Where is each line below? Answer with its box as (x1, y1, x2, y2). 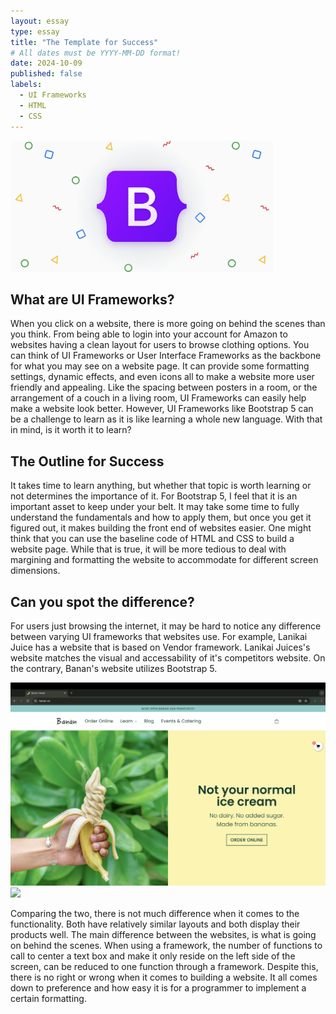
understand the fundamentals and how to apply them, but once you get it (10, 511, 312, 524)
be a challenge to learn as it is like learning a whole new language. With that (10, 413, 323, 425)
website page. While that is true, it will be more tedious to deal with (10, 543, 287, 555)
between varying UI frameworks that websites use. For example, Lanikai (10, 630, 308, 642)
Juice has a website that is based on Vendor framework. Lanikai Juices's (10, 641, 311, 653)
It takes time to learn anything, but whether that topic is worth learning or (10, 480, 312, 492)
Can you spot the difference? (10, 593, 195, 610)
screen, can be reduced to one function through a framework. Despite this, (10, 961, 319, 973)
